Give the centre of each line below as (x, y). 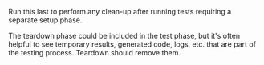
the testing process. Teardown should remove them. (94, 53)
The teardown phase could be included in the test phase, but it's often (124, 36)
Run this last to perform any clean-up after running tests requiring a (120, 12)
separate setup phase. (45, 20)
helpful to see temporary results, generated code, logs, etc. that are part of (132, 44)
